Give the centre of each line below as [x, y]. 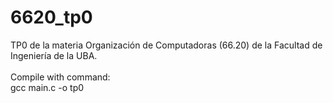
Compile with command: [60, 77]
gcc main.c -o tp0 [47, 87]
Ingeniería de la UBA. [54, 55]
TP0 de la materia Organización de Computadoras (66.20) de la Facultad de [166, 45]
